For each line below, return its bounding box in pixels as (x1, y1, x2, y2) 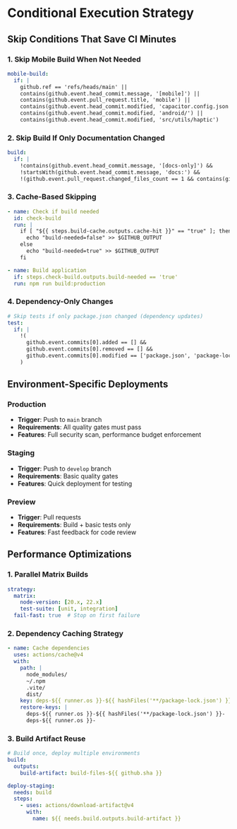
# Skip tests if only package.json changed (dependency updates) (7, 312, 203, 319)
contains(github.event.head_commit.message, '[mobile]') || (20, 90, 200, 97)
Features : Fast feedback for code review (17, 528, 137, 536)
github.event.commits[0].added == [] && (25, 339, 147, 346)
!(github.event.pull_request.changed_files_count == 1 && (20, 175, 194, 182)
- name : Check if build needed (7, 208, 99, 215)
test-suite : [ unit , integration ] (20, 606, 119, 613)
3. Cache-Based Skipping (7, 192, 97, 202)
